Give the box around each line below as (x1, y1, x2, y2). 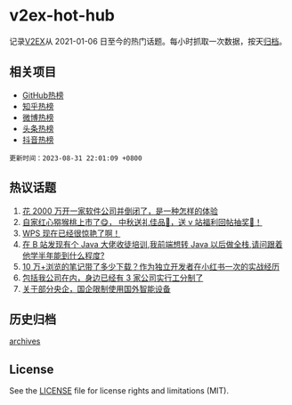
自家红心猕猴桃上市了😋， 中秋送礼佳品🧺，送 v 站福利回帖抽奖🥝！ (21, 216, 263, 227)
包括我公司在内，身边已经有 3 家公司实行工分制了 (21, 272, 204, 283)
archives (9, 336, 41, 347)
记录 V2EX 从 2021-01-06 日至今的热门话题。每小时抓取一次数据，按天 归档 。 (9, 36, 288, 46)
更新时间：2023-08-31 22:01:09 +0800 (9, 153, 142, 163)
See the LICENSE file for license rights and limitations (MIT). (9, 385, 230, 396)
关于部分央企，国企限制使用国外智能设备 (21, 283, 171, 294)
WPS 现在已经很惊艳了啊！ (21, 228, 121, 239)
